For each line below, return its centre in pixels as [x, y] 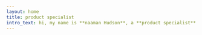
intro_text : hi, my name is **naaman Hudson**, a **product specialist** [101, 23]
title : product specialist [40, 17]
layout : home [23, 12]
